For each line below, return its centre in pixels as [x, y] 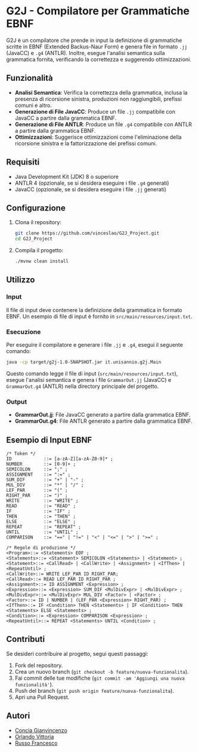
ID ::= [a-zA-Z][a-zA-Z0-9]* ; [60, 458]
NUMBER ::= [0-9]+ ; [41, 464]
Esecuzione [24, 332]
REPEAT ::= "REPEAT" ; [44, 527]
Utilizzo [21, 280]
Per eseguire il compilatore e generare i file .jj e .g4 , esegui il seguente [95, 344]
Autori [18, 716]
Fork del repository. [39, 665]
